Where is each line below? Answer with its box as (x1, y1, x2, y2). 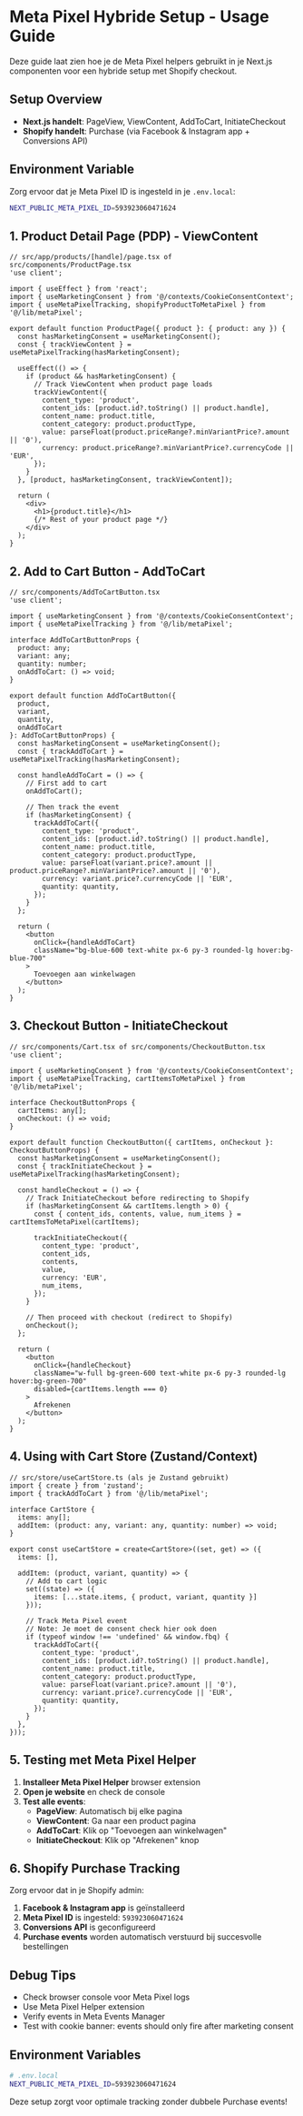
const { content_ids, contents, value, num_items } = (33, 1209, 242, 1218)
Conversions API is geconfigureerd (22, 1921, 156, 1933)
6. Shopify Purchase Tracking (9, 1860, 181, 1876)
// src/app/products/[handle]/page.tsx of (9, 253, 172, 262)
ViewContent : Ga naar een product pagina (35, 1815, 197, 1826)
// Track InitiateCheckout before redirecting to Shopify (25, 1193, 249, 1202)
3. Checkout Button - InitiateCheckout (9, 1018, 229, 1034)
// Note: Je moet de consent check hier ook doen (25, 1624, 218, 1633)
